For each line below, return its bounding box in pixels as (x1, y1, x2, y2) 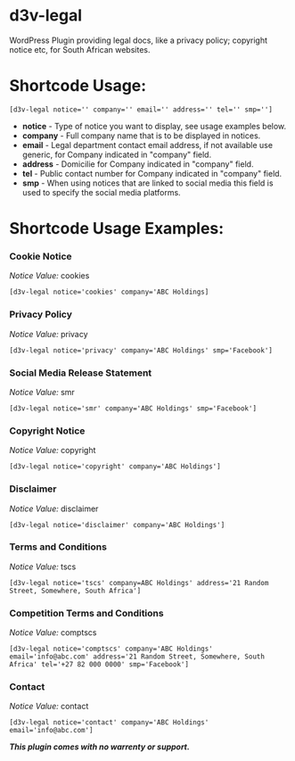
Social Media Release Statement (9, 367, 152, 379)
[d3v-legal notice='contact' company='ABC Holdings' (9, 718, 209, 727)
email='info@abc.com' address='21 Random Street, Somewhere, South (9, 652, 266, 661)
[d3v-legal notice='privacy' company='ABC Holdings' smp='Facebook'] (9, 345, 274, 355)
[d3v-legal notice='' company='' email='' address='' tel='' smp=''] (9, 104, 274, 114)
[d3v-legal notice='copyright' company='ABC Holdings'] (9, 462, 221, 471)
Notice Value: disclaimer (9, 503, 99, 514)
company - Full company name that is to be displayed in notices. (21, 130, 261, 141)
